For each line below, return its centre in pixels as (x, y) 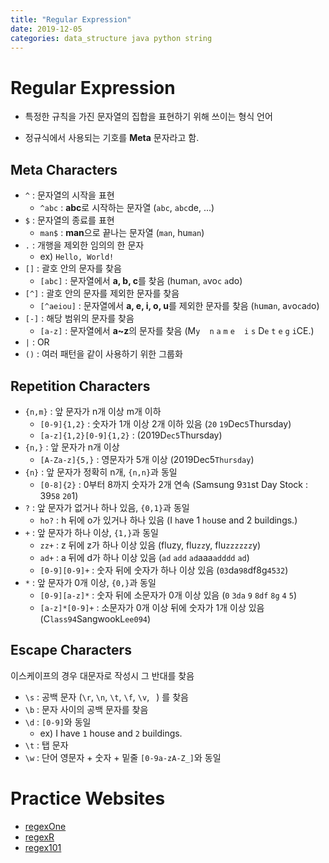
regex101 (43, 847)
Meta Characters (64, 169)
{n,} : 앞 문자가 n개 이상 (72, 447)
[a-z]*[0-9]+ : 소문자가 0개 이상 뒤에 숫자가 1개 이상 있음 (152, 607)
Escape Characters (71, 650)
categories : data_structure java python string (111, 38)
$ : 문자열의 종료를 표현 (69, 220)
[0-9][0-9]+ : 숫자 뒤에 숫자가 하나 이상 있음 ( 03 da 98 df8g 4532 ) (164, 570)
